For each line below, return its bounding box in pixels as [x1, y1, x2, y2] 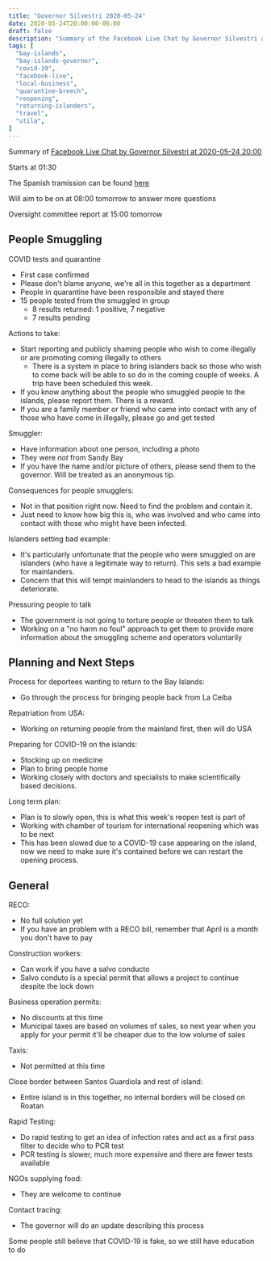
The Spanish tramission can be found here [8, 178, 150, 187]
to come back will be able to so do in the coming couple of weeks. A [31, 369, 260, 380]
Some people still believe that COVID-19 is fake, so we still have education [8, 1237, 255, 1246]
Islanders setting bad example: [8, 534, 110, 544]
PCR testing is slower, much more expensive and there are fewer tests [19, 1150, 253, 1159]
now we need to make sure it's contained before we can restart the [19, 847, 244, 856]
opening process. [19, 855, 79, 865]
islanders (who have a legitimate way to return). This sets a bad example [19, 558, 261, 568]
